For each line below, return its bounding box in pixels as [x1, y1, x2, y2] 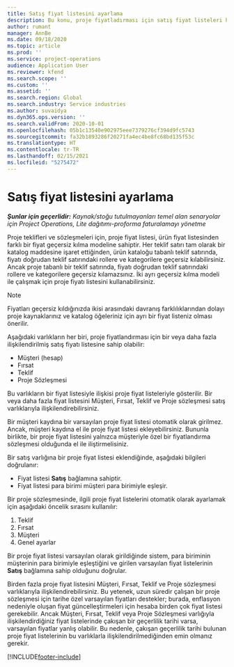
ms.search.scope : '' [7, 74, 68, 82]
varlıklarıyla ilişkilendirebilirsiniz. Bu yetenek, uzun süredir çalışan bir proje [7, 587, 220, 595]
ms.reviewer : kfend [7, 68, 64, 75]
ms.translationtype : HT [7, 140, 77, 147]
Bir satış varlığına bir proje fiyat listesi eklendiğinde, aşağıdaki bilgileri [7, 453, 206, 462]
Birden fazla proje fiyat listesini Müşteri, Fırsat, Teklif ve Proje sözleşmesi [7, 579, 216, 588]
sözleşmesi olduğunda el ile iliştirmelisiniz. [7, 439, 129, 448]
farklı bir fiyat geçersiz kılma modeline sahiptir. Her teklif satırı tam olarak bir [7, 240, 226, 249]
